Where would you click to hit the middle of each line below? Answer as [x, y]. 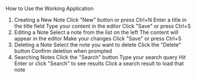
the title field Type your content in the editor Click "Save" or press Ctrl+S [102, 26]
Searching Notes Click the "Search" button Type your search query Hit [100, 57]
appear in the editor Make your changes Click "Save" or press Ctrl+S [98, 38]
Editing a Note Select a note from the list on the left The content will [96, 32]
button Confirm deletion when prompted [63, 51]
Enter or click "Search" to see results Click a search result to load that [99, 63]
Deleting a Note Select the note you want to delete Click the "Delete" [97, 45]
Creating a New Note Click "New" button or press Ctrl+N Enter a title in [100, 20]
